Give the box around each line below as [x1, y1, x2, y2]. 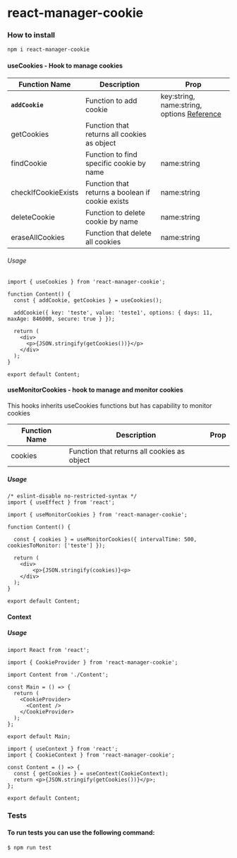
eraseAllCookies [11, 232, 65, 242]
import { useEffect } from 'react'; [7, 499, 115, 506]
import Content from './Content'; [7, 671, 109, 678]
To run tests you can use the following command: [7, 828, 155, 837]
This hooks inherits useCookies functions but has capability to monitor [7, 401, 212, 410]
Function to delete [85, 207, 146, 217]
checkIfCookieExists [11, 187, 79, 197]
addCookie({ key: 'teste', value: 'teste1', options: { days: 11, [13, 309, 213, 316]
